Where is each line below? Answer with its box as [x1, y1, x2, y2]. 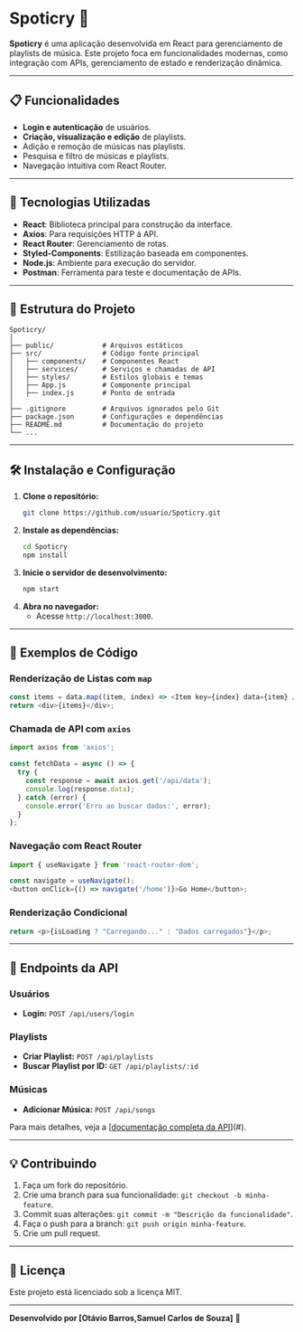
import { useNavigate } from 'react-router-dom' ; [9, 860, 200, 869]
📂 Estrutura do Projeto [9, 301, 135, 316]
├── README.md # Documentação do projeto [9, 420, 204, 430]
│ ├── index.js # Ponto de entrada [9, 389, 176, 398]
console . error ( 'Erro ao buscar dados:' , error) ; [25, 801, 212, 810]
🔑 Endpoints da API [9, 960, 119, 976]
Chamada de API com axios [9, 723, 132, 735]
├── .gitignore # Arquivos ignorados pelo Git [9, 404, 220, 414]
